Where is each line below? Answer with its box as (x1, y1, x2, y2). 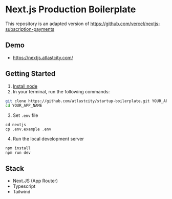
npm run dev (5, 150, 31, 155)
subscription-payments (5, 26, 55, 32)
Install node (12, 83, 37, 89)
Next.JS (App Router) (12, 178, 58, 184)
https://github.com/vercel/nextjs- (90, 21, 161, 27)
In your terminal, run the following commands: (12, 88, 110, 94)
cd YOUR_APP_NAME (5, 103, 42, 108)
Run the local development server (12, 136, 84, 142)
